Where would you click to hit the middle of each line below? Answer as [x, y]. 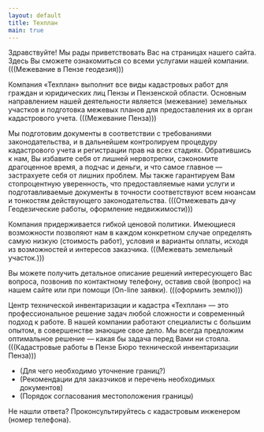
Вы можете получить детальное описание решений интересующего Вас [130, 273]
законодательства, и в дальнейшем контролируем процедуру [113, 142]
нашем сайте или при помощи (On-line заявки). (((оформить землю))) [126, 290]
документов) [41, 388]
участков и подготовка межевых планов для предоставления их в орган [130, 110]
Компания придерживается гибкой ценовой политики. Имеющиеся [122, 224]
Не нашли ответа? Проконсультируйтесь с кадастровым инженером [124, 411]
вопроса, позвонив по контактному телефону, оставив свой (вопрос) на [130, 282]
